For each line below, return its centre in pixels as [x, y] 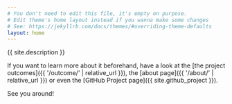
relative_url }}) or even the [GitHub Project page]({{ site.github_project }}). [113, 81]
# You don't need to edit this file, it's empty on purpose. [97, 13]
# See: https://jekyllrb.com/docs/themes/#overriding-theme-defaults [110, 26]
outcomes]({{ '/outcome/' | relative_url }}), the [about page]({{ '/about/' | [110, 73]
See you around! [30, 94]
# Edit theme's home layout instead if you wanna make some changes [108, 20]
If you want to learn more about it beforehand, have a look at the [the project [116, 65]
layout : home [26, 33]
